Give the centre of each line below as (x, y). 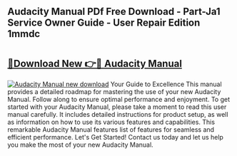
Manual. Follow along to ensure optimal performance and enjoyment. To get (119, 99)
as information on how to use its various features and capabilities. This (111, 122)
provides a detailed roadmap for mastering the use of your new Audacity (114, 92)
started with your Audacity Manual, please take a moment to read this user (117, 107)
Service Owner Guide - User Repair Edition (104, 23)
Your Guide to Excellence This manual (166, 84)
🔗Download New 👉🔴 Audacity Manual (95, 63)
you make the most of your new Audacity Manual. (80, 145)
